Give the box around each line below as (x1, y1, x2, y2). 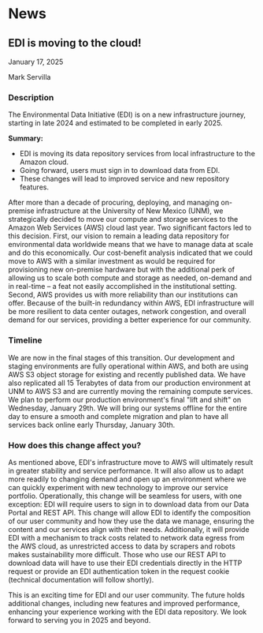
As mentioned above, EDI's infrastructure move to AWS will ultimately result (8, 457, 254, 466)
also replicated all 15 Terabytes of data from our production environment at (8, 378, 251, 388)
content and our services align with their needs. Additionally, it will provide (8, 524, 250, 534)
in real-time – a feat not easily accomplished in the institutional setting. (8, 282, 238, 291)
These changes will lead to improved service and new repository (19, 174, 230, 184)
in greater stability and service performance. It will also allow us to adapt (8, 466, 244, 475)
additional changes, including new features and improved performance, (8, 598, 240, 608)
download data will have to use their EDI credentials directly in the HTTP (8, 558, 243, 567)
